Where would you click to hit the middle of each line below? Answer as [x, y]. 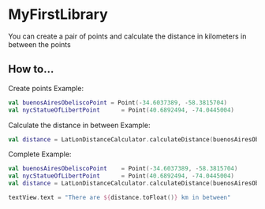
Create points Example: [46, 88]
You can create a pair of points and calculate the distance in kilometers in [127, 36]
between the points [39, 44]
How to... [31, 70]
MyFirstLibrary [58, 15]
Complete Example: [40, 154]
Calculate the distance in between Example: [79, 125]
